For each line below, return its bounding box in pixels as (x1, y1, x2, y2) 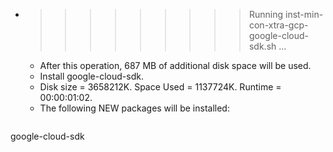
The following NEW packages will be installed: (39, 102, 230, 114)
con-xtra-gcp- (248, 19, 309, 31)
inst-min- (284, 9, 324, 20)
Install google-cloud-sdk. (39, 70, 144, 82)
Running (248, 9, 284, 20)
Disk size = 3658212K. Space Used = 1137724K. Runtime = (39, 81, 282, 93)
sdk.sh (248, 40, 277, 52)
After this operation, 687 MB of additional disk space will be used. (39, 60, 312, 71)
